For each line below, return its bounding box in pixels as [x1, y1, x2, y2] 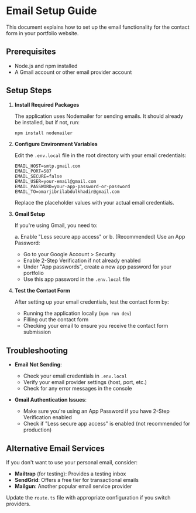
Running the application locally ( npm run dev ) [23, 310, 132, 317]
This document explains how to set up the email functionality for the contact [6, 23, 190, 30]
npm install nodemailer [14, 130, 73, 136]
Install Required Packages [14, 101, 80, 108]
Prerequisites [6, 47, 56, 57]
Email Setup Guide [6, 4, 97, 18]
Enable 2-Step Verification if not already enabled [23, 257, 141, 264]
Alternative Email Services [6, 443, 105, 453]
